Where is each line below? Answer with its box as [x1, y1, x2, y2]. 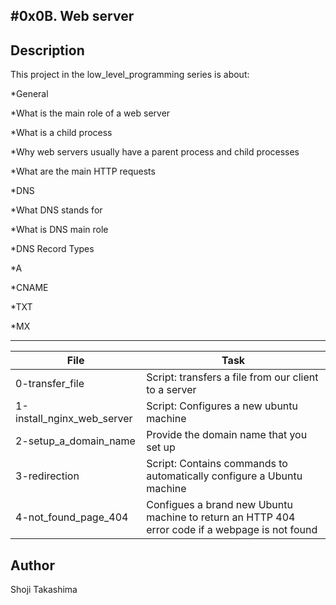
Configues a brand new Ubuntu [146, 498, 293, 512]
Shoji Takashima [10, 584, 78, 596]
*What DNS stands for [10, 204, 103, 216]
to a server [146, 383, 197, 397]
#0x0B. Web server [10, 8, 135, 25]
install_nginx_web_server [15, 412, 133, 426]
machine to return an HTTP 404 [146, 510, 296, 524]
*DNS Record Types [10, 243, 95, 255]
